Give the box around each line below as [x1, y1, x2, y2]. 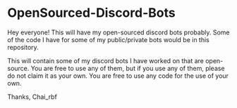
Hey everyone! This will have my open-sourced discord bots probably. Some [7, 28, 230, 36]
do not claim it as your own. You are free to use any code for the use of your [7, 72, 229, 80]
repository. [7, 43, 39, 51]
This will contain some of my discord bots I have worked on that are [7, 56, 205, 65]
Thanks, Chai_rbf [7, 93, 58, 101]
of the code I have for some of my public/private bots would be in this [7, 35, 210, 43]
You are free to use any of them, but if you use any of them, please [30, 64, 225, 72]
